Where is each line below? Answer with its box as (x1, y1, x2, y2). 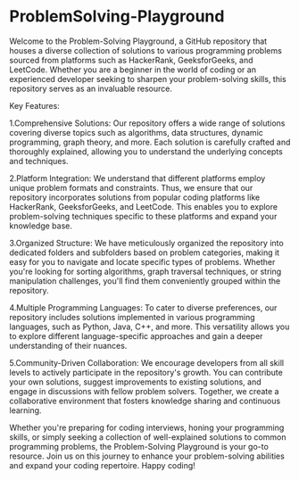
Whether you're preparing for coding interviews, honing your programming (9, 422, 285, 433)
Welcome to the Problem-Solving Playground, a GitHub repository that (9, 36, 268, 46)
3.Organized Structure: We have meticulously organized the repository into (9, 237, 284, 248)
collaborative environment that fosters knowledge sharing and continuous (9, 395, 281, 406)
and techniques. (9, 155, 69, 166)
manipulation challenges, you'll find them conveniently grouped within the (9, 275, 281, 286)
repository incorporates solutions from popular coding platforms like (9, 192, 261, 203)
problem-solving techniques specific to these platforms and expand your (9, 211, 278, 221)
